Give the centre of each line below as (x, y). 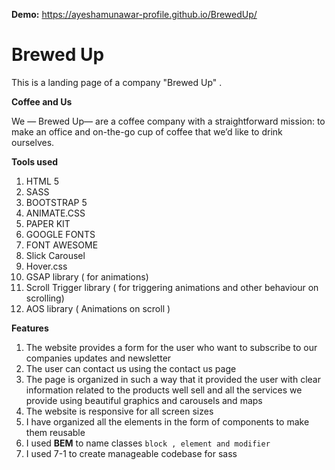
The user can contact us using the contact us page (131, 368)
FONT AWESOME (62, 245)
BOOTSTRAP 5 (56, 202)
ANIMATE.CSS (55, 213)
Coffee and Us (42, 101)
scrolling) (45, 298)
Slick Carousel (55, 255)
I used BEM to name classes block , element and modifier (148, 443)
